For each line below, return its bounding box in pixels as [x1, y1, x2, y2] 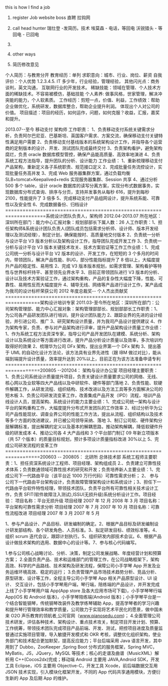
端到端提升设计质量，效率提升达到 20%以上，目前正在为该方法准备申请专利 [5, 356, 161, 361]
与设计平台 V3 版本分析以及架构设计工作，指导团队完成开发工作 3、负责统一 [5, 238, 162, 244]
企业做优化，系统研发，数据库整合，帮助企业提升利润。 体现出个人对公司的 [5, 103, 160, 109]
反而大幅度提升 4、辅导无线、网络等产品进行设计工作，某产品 [31, 282, 158, 287]
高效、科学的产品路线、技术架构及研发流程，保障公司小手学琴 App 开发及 [5, 562, 156, 568]
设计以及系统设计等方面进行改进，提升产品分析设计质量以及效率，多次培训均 [5, 337, 163, 343]
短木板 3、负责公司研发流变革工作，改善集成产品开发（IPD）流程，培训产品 [5, 392, 161, 398]
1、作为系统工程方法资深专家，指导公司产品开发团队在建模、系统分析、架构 [5, 331, 160, 336]
